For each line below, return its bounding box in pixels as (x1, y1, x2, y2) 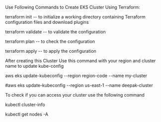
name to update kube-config (5, 63, 64, 69)
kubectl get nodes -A (5, 112, 49, 117)
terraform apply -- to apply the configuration (5, 48, 97, 54)
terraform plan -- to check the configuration (5, 38, 95, 44)
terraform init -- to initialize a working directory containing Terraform (5, 14, 146, 19)
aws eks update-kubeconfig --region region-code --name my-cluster (5, 73, 148, 79)
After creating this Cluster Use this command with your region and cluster (5, 58, 156, 64)
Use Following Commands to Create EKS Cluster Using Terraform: (5, 4, 140, 10)
